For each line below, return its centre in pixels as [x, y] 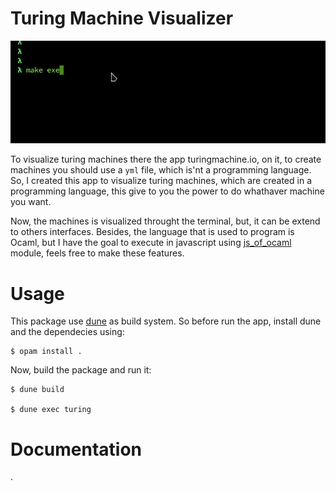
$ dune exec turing [51, 410]
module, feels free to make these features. [97, 253]
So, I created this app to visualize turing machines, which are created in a [161, 181]
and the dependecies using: [67, 332]
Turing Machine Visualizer [122, 18]
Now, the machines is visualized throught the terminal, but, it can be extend [165, 221]
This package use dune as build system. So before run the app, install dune [166, 321]
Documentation [76, 449]
